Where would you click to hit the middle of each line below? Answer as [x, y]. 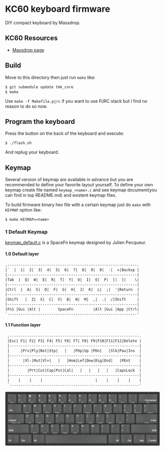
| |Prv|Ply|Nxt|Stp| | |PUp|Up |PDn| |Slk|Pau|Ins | [74, 351]
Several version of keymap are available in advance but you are [69, 180]
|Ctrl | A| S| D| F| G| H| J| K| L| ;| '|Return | [72, 289]
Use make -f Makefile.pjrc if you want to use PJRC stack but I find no [76, 101]
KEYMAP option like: [23, 210]
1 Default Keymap [27, 232]
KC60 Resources [31, 38]
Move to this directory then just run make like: [50, 77]
